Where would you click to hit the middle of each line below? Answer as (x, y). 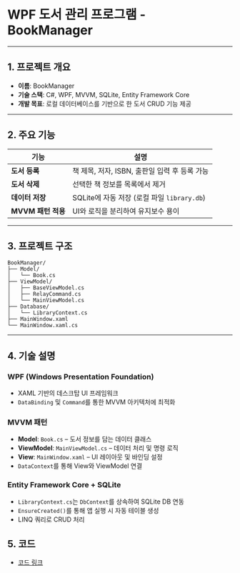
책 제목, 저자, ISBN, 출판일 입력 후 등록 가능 (141, 171)
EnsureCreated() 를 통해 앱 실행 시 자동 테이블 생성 (88, 510)
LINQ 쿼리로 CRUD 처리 (51, 519)
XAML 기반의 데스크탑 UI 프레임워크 (68, 393)
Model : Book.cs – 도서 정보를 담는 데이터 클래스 (85, 439)
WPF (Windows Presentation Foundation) (81, 377)
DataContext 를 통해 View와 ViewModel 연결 (80, 466)
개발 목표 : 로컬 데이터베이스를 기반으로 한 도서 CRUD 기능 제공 (104, 104)
